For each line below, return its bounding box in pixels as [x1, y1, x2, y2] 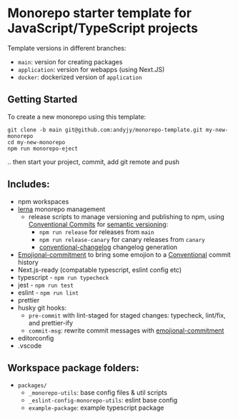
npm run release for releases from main [39, 227, 155, 236]
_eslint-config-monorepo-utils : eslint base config [28, 396, 178, 405]
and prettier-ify [28, 318, 74, 327]
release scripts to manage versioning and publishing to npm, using [28, 212, 225, 221]
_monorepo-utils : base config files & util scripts [28, 388, 168, 397]
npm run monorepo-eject [7, 145, 79, 152]
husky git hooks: [17, 303, 66, 312]
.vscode [17, 341, 42, 350]
